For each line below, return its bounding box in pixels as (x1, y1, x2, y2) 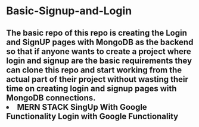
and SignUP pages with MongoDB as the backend (6, 37, 194, 47)
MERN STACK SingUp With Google (17, 102, 147, 112)
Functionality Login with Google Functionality (6, 111, 179, 121)
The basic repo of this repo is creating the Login (6, 28, 188, 38)
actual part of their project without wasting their (6, 74, 189, 84)
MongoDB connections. (6, 93, 97, 103)
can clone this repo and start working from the (6, 65, 182, 75)
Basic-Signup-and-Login (6, 4, 132, 18)
